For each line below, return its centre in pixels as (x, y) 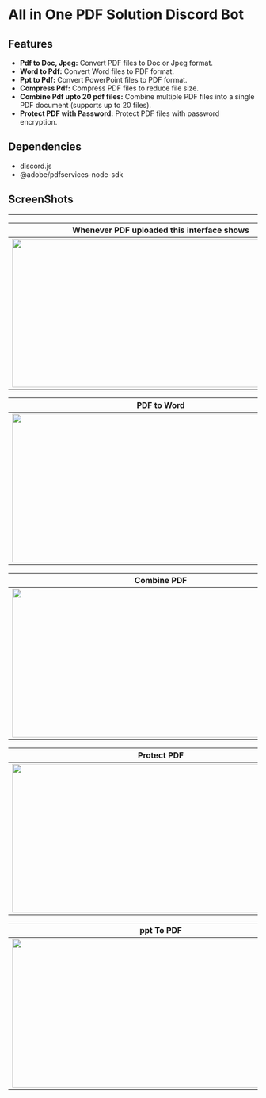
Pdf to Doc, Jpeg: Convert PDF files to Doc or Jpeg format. (116, 63)
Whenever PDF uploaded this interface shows (161, 230)
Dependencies (45, 147)
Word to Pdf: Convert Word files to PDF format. (97, 71)
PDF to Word (161, 405)
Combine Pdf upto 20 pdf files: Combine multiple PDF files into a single (137, 96)
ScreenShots (41, 200)
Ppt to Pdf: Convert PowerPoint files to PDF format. (103, 80)
